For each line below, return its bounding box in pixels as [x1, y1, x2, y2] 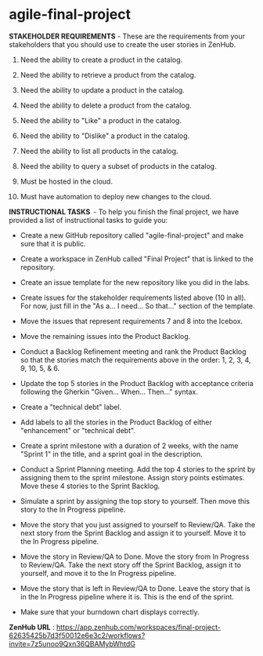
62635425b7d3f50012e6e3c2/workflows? [9, 630, 146, 640]
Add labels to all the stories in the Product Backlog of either [20, 417, 212, 427]
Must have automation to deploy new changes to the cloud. [20, 191, 212, 201]
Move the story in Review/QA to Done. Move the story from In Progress [20, 552, 250, 561]
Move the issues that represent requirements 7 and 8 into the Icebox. [20, 316, 243, 326]
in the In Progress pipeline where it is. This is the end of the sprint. [20, 592, 234, 601]
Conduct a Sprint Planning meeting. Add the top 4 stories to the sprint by [20, 465, 256, 474]
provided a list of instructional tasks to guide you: [9, 215, 168, 224]
